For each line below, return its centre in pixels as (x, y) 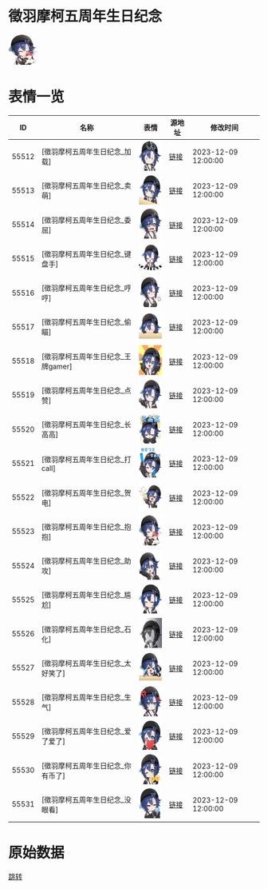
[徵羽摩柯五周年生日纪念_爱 (86, 732)
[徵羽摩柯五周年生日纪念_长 (86, 425)
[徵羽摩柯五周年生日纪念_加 (86, 152)
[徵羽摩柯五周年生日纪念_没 (86, 799)
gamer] (61, 366)
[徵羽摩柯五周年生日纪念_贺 (86, 492)
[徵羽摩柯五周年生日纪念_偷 (86, 322)
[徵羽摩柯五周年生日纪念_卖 (86, 185)
